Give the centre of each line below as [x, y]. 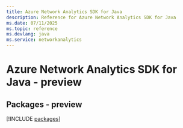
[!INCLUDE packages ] [33, 119]
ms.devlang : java [28, 34]
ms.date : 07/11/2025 [32, 23]
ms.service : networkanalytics [44, 40]
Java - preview [44, 82]
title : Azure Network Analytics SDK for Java [64, 12]
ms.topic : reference [32, 29]
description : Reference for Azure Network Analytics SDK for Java [91, 17]
